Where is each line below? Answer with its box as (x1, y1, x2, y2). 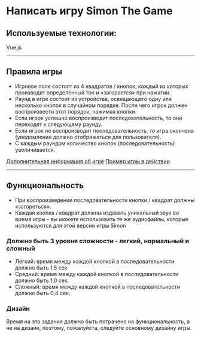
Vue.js (6, 44, 22, 51)
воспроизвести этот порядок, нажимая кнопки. (14, 108, 137, 115)
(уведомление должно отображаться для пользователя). (14, 133, 162, 140)
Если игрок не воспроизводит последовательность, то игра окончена (14, 127, 194, 134)
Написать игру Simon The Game (6, 4, 173, 18)
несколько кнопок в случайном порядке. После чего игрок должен (14, 102, 188, 109)
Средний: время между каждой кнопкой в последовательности (14, 270, 179, 277)
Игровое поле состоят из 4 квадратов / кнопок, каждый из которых (14, 82, 188, 90)
